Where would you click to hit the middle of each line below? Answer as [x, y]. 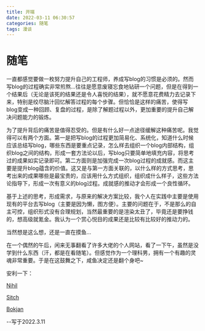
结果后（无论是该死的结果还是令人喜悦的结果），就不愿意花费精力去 [95, 94]
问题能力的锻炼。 [33, 117]
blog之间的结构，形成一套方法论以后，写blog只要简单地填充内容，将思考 [103, 153]
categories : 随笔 [27, 23]
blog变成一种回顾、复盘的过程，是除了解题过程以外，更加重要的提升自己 [97, 110]
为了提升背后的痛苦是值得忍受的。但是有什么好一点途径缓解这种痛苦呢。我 [100, 130]
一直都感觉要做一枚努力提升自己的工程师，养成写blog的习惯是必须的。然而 [100, 79]
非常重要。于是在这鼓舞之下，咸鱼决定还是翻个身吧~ [77, 260]
